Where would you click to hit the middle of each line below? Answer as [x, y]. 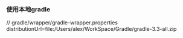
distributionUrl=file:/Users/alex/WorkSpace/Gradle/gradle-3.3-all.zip [91, 29]
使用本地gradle [28, 9]
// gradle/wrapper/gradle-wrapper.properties [62, 23]
